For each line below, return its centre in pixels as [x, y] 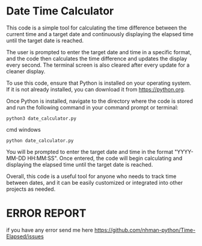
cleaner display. [26, 71]
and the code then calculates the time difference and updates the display [97, 58]
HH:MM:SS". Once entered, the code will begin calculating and [105, 158]
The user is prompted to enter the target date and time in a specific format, [99, 52]
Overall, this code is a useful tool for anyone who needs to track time [91, 176]
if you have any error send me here [50, 230]
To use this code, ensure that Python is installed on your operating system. [99, 83]
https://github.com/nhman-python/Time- [145, 230]
